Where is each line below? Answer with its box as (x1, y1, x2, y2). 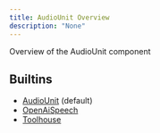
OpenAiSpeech (21, 104, 79, 116)
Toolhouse (21, 114, 62, 125)
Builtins (9, 71, 53, 87)
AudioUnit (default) (21, 96, 93, 106)
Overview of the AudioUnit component (9, 46, 151, 56)
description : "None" (9, 21, 87, 30)
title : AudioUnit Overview (9, 12, 110, 22)
